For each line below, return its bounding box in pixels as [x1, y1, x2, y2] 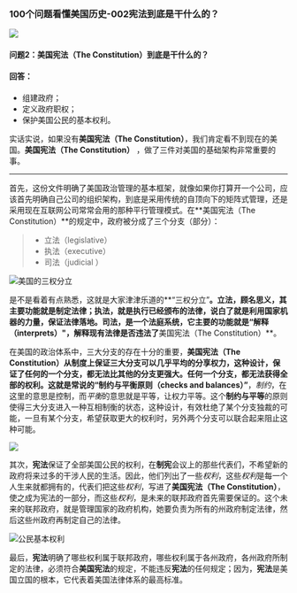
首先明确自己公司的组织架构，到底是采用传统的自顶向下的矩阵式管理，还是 [16, 194, 288, 204]
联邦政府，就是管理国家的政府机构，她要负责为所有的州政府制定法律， [24, 504, 280, 514]
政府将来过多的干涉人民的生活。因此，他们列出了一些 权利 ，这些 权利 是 [9, 471, 265, 481]
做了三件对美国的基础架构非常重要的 [144, 144, 277, 156]
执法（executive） [43, 246, 110, 257]
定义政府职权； [21, 104, 77, 114]
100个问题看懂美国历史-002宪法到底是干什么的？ [9, 7, 219, 19]
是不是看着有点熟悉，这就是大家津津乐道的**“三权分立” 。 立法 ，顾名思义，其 [9, 295, 287, 305]
